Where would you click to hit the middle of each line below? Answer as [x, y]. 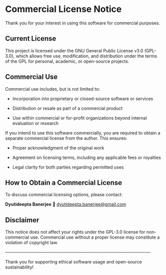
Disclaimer [22, 220]
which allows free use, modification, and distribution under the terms [86, 56]
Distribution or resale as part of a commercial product [68, 108]
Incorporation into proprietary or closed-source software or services [83, 99]
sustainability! [19, 267]
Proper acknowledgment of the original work [58, 147]
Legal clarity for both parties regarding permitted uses [68, 167]
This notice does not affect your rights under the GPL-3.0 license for [75, 232]
